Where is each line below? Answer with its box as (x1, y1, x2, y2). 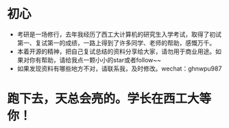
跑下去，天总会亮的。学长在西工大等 (7, 91, 212, 107)
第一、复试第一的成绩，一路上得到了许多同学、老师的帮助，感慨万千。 (16, 38, 216, 47)
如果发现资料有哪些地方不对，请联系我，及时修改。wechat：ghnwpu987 (16, 64, 222, 73)
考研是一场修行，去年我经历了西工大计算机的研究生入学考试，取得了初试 (16, 30, 221, 38)
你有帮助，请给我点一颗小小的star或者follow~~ (29, 55, 162, 64)
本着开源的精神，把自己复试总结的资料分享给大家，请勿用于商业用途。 (16, 47, 216, 55)
